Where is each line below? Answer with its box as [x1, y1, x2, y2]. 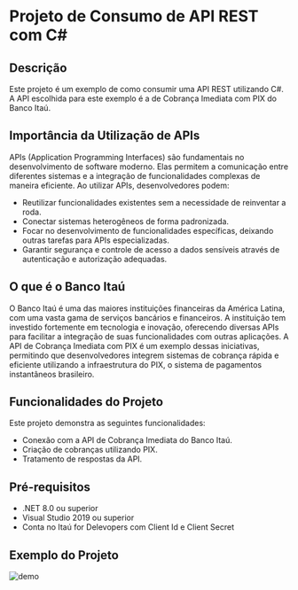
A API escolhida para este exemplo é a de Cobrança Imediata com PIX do [9, 93, 278, 104]
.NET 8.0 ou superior [21, 503, 99, 514]
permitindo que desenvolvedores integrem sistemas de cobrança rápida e [9, 350, 279, 361]
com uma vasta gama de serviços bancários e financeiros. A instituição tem [9, 312, 286, 322]
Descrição [9, 60, 67, 75]
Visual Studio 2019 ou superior [21, 512, 135, 524]
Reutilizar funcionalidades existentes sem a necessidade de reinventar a [21, 197, 286, 207]
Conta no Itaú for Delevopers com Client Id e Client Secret [21, 522, 235, 532]
